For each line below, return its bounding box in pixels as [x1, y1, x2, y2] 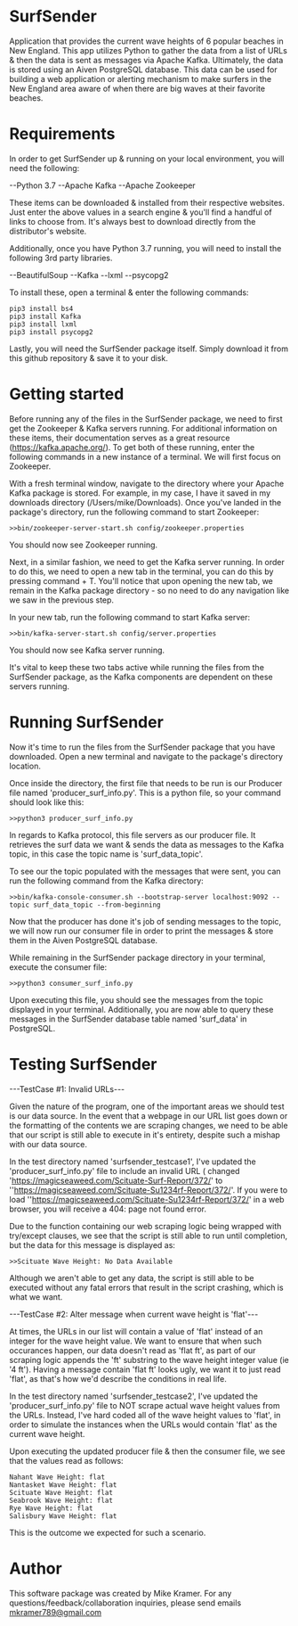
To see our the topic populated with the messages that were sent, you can [9, 866, 282, 876]
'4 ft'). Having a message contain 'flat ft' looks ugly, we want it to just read [9, 1364, 282, 1375]
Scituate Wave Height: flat [9, 1488, 114, 1497]
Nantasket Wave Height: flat [9, 1480, 117, 1490]
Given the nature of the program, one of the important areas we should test [9, 1101, 285, 1112]
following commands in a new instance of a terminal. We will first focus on [9, 451, 282, 462]
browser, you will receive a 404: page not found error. [9, 1203, 207, 1214]
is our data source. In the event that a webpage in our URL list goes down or [9, 1110, 288, 1121]
